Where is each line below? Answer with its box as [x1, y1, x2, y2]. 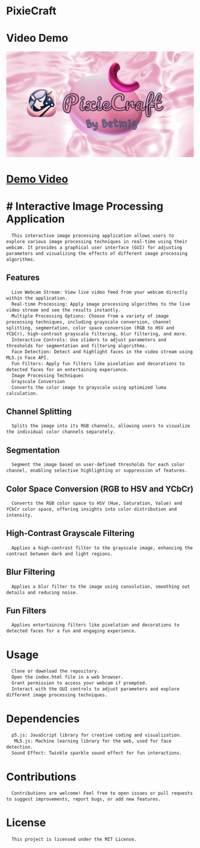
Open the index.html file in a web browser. [11, 674, 124, 680]
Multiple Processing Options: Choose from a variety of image [11, 313, 169, 319]
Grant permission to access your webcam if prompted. [11, 680, 148, 686]
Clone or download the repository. [11, 668, 100, 674]
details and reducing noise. [6, 590, 79, 596]
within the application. [6, 295, 68, 301]
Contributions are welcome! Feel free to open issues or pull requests [11, 790, 193, 796]
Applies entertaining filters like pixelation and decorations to [11, 622, 180, 628]
